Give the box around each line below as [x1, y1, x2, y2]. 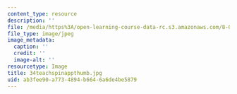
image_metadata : [7, 37, 55, 44]
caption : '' [13, 43, 49, 50]
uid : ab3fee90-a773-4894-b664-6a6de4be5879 [7, 76, 138, 83]
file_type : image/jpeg [7, 30, 74, 37]
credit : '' [13, 50, 46, 57]
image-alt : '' [13, 57, 55, 64]
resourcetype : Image [7, 63, 68, 70]
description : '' [7, 17, 55, 24]
